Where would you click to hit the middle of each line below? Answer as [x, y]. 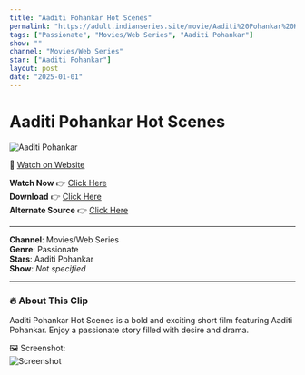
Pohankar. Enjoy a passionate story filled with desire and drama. [129, 330]
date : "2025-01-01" [46, 77]
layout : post [34, 69]
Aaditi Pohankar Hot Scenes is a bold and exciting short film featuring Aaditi [151, 320]
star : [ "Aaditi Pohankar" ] [60, 60]
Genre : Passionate [44, 249]
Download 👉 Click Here [55, 196]
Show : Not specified [48, 268]
